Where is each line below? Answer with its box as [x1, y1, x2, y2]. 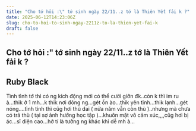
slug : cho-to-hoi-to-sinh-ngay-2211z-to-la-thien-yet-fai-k [6, 20, 159, 26]
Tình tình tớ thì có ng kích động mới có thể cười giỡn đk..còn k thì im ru [6, 93, 179, 100]
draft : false [6, 25, 39, 32]
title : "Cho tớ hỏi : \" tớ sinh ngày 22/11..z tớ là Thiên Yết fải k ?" [6, 8, 190, 15]
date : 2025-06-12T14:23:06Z [6, 14, 76, 20]
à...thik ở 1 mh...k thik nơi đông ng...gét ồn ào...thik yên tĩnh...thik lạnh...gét [6, 99, 188, 106]
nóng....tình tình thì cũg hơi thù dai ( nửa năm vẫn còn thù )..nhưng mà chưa [6, 105, 191, 113]
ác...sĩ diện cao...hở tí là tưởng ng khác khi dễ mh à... [6, 118, 135, 125]
